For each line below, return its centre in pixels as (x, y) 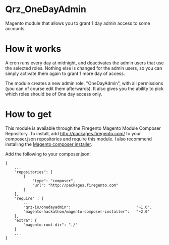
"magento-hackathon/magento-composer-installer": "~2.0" (87, 212)
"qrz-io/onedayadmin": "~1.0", (88, 207)
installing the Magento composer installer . (49, 144)
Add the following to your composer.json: (48, 154)
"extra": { (26, 220)
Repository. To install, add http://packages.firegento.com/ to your (73, 133)
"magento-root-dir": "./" (51, 225)
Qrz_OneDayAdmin (46, 9)
